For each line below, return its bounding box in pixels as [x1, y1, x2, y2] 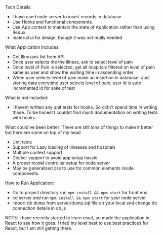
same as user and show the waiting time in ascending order [12, 69, 134, 75]
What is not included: [5, 95, 48, 101]
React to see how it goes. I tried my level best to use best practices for [5, 220, 149, 226]
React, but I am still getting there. [5, 225, 73, 231]
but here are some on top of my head [5, 130, 81, 135]
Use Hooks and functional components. [12, 19, 93, 25]
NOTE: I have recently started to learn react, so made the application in [5, 215, 150, 221]
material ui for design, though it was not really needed [12, 34, 122, 40]
